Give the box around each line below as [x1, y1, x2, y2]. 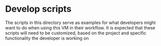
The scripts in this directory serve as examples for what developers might [5, 20, 156, 25]
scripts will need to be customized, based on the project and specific [5, 30, 147, 36]
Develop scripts [5, 3, 72, 15]
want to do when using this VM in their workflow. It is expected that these [5, 24, 156, 30]
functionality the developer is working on [5, 35, 89, 41]
